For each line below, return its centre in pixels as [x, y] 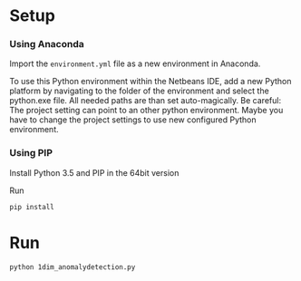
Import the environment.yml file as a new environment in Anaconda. [135, 63]
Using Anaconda [47, 44]
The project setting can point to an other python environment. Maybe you [146, 111]
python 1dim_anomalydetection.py [73, 267]
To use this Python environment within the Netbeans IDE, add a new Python [150, 82]
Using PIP [31, 153]
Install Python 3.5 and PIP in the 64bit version [94, 172]
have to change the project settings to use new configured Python [133, 120]
